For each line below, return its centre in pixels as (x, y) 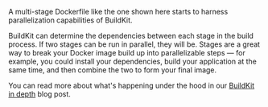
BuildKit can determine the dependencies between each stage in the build (131, 36)
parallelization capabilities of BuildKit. (70, 20)
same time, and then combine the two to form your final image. (113, 70)
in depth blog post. (39, 94)
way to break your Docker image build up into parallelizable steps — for (127, 53)
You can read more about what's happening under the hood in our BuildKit (132, 85)
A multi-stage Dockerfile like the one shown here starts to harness (118, 12)
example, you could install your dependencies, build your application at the (133, 61)
